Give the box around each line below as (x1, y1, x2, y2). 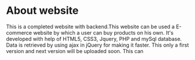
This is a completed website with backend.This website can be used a (6, 23, 175, 30)
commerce (6, 29, 32, 36)
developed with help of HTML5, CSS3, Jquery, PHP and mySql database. (6, 35, 182, 42)
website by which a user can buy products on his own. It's (33, 29, 174, 36)
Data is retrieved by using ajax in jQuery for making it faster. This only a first (6, 42, 189, 48)
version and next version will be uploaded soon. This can (6, 47, 143, 54)
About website (6, 4, 79, 17)
